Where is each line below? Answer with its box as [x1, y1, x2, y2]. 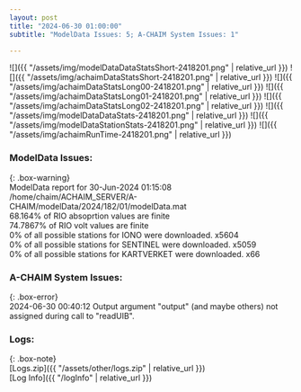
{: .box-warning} [9, 172, 70, 183]
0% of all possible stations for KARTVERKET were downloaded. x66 [9, 248, 261, 259]
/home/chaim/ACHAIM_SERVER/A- [9, 191, 137, 202]
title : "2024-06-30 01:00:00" [9, 22, 123, 31]
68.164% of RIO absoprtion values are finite [9, 210, 171, 221]
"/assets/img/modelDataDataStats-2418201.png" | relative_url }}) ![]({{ [9, 110, 269, 121]
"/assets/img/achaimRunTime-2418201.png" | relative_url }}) [9, 129, 232, 140]
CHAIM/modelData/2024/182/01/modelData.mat [9, 200, 187, 211]
